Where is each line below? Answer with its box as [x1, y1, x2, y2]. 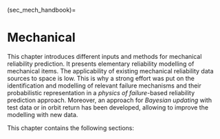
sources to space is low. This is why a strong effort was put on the [7, 74, 195, 82]
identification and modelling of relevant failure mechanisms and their [7, 81, 201, 90]
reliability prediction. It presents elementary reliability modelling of [7, 60, 195, 68]
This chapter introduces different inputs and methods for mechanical [7, 52, 202, 60]
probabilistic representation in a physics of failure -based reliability [7, 88, 195, 97]
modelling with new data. [7, 110, 78, 118]
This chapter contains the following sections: [7, 123, 135, 132]
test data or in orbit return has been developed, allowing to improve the [7, 103, 208, 112]
